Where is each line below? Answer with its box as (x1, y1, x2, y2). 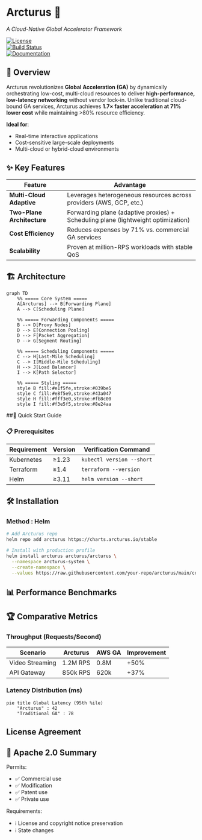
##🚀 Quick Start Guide (6, 412, 62, 419)
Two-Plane (9, 208, 42, 216)
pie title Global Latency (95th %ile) (6, 699, 103, 706)
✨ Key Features (6, 163, 65, 173)
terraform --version (81, 466, 140, 473)
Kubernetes (9, 455, 42, 464)
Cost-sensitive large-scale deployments (14, 139, 114, 146)
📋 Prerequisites (6, 428, 54, 436)
